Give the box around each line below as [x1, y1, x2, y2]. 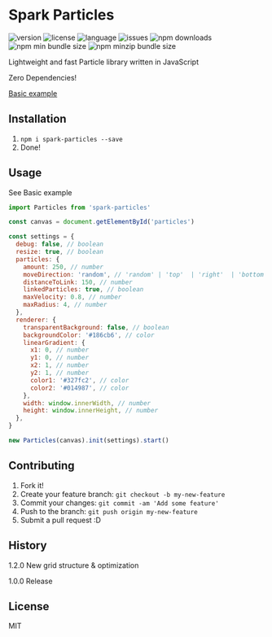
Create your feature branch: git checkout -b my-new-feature [20, 489, 226, 499]
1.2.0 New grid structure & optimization [8, 560, 139, 570]
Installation [8, 112, 67, 126]
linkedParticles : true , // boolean [23, 286, 144, 294]
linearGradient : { [23, 338, 86, 347]
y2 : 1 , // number [29, 369, 90, 377]
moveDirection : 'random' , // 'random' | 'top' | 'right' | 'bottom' [23, 270, 268, 278]
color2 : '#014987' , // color [29, 384, 129, 392]
